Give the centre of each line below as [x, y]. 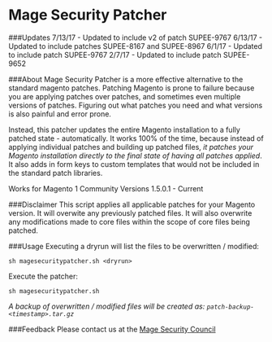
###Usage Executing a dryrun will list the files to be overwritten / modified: [134, 246]
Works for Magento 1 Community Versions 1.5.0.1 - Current [106, 188]
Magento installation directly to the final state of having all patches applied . [135, 156]
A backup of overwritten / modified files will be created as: [107, 306]
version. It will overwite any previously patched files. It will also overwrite [130, 213]
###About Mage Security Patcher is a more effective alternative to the [126, 79]
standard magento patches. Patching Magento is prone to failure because [132, 88]
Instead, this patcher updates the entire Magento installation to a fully [125, 129]
